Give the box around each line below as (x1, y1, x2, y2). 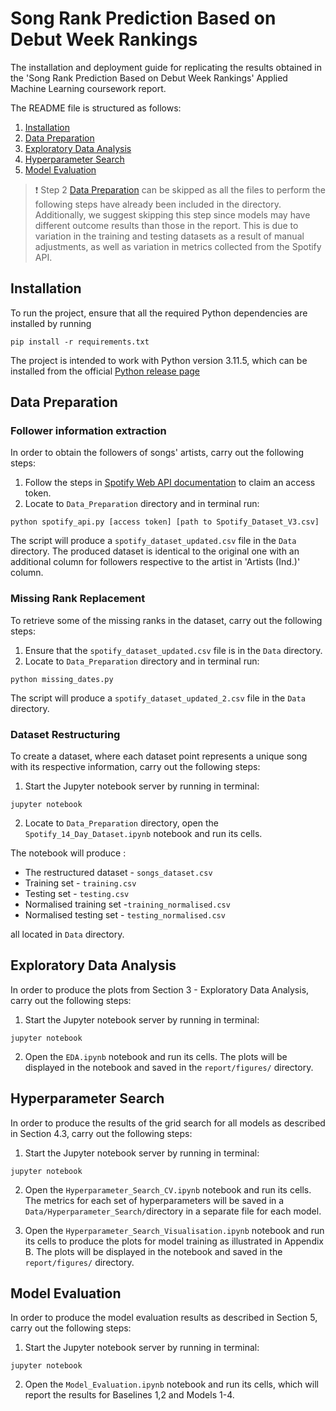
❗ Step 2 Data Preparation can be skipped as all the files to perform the (34, 183, 326, 196)
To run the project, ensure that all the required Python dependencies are (10, 307, 308, 319)
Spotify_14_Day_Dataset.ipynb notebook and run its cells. (24, 828, 263, 840)
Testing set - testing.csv (24, 888, 130, 900)
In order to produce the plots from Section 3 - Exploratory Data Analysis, (10, 983, 310, 996)
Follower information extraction (10, 424, 167, 438)
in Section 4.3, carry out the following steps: (10, 1127, 193, 1139)
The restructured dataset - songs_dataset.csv (24, 867, 213, 879)
